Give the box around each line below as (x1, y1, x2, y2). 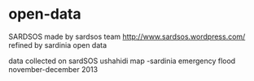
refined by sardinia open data (8, 40, 107, 49)
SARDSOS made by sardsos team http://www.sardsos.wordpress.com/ (8, 32, 246, 41)
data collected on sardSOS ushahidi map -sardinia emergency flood (8, 56, 236, 66)
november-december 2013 (8, 64, 99, 74)
